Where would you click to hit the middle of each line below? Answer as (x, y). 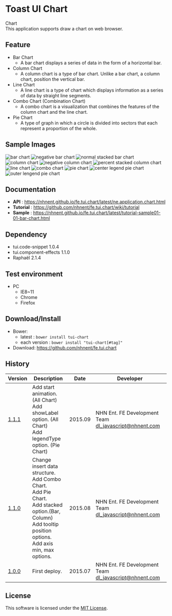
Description (48, 378)
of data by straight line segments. (56, 95)
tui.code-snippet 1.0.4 (36, 247)
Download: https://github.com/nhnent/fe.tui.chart (64, 347)
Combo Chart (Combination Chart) (49, 101)
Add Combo (47, 479)
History (17, 364)
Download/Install (33, 319)
